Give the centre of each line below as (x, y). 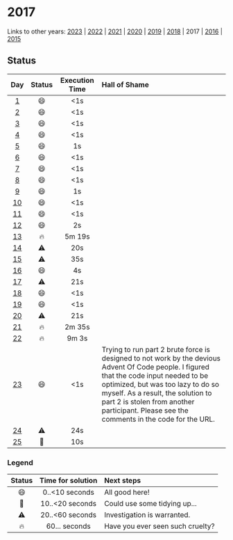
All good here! (127, 493)
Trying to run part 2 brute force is (156, 349)
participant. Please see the (145, 410)
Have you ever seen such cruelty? (159, 526)
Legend (20, 462)
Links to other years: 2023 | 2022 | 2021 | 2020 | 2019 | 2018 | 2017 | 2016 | (115, 31)
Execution (77, 80)
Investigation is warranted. (147, 515)
